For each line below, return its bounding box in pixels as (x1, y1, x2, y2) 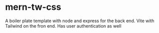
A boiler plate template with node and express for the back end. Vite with (5, 18, 155, 24)
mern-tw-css (5, 1, 61, 13)
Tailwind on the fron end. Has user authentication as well (5, 23, 122, 29)
